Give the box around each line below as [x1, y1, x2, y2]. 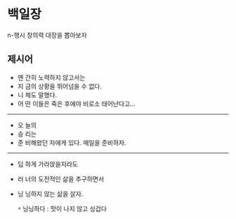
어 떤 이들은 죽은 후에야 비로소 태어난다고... [17, 99, 136, 108]
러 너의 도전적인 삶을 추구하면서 [17, 174, 104, 183]
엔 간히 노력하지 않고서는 [17, 73, 86, 81]
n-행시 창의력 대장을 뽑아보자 [7, 31, 88, 39]
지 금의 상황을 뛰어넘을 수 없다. [17, 82, 102, 90]
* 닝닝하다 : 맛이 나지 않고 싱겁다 [17, 204, 107, 213]
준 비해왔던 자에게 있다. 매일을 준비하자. [17, 138, 126, 147]
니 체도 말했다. [17, 90, 58, 99]
